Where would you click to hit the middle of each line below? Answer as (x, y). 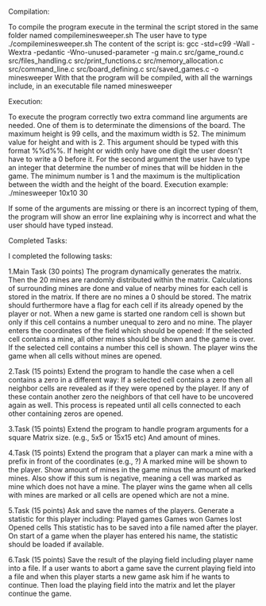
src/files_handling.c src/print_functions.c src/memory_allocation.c (116, 60)
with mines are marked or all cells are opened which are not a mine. (119, 495)
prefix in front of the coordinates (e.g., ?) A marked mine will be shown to (128, 461)
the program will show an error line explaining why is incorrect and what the (132, 217)
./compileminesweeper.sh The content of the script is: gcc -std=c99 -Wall (129, 44)
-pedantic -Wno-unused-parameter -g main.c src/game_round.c (139, 52)
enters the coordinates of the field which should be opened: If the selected (131, 330)
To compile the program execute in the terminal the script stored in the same (133, 27)
